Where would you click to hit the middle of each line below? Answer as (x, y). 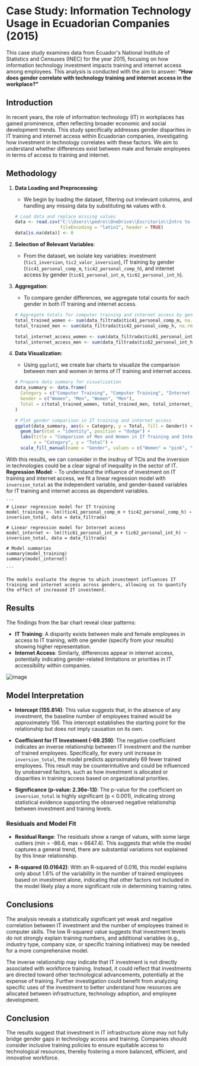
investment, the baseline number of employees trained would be (93, 716)
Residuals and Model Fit (41, 824)
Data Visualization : (38, 354)
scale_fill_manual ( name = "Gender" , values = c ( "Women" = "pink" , (104, 448)
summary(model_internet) (37, 559)
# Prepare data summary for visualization (68, 382)
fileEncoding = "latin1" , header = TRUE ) (112, 227)
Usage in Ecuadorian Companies (88, 23)
